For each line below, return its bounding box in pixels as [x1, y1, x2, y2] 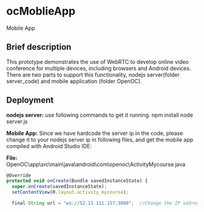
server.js [6, 117, 29, 125]
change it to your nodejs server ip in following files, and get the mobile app [6, 135, 194, 143]
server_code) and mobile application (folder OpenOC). [6, 77, 142, 84]
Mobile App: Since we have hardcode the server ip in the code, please [6, 129, 183, 137]
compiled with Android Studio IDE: [6, 142, 92, 149]
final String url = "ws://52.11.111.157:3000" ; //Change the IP [12, 200, 181, 207]
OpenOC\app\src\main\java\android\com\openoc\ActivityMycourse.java [6, 160, 186, 168]
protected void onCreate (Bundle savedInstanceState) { [6, 178, 148, 184]
